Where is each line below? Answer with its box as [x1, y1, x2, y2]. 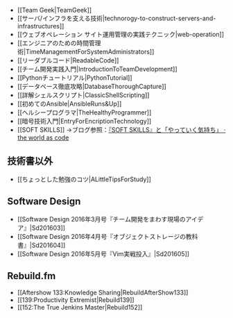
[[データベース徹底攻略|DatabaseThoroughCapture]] [17, 83, 166, 90]
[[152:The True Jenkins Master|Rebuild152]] [17, 303, 143, 312]
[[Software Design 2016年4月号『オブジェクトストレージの [17, 232, 186, 240]
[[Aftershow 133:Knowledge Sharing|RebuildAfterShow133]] [17, 288, 189, 297]
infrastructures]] [17, 22, 64, 30]
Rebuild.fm [7, 270, 56, 282]
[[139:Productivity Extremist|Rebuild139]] [17, 296, 135, 304]
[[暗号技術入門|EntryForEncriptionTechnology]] [17, 117, 152, 125]
